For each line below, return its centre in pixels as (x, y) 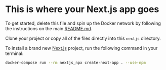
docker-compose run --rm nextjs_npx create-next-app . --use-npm (75, 62)
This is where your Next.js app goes (82, 9)
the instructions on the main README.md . (49, 28)
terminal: (14, 53)
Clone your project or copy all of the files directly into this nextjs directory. (83, 38)
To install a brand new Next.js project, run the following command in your (81, 48)
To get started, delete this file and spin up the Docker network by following (83, 23)
